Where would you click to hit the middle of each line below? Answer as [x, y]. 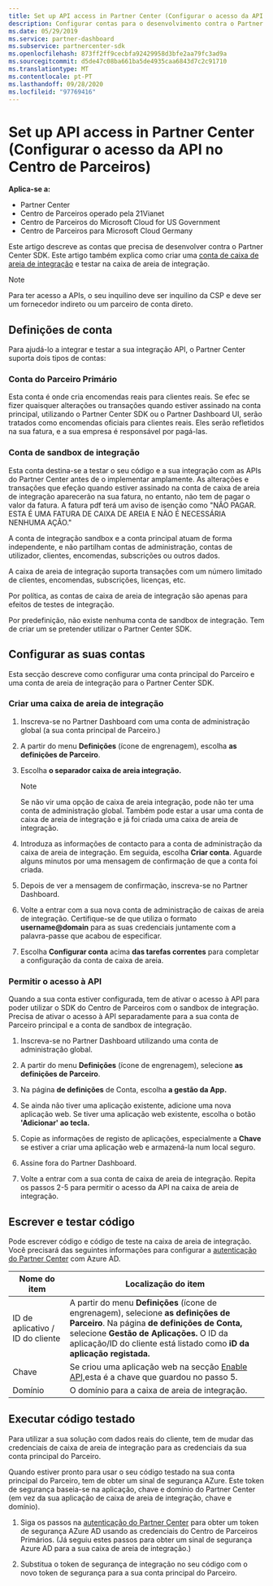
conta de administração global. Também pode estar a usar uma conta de [142, 811]
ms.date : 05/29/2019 [43, 31]
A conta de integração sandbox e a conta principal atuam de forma [121, 538]
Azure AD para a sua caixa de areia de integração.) [106, 1548]
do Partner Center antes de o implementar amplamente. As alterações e [129, 479]
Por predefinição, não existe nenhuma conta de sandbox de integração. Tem [136, 620]
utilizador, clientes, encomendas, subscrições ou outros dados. [115, 556]
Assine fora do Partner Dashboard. [78, 1163]
